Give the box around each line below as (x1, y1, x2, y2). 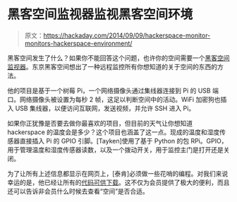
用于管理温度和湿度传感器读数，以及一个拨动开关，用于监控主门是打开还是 (7, 145, 224, 154)
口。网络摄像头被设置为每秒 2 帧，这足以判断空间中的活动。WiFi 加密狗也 (7, 95, 221, 103)
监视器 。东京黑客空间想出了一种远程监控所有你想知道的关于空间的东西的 (7, 62, 217, 71)
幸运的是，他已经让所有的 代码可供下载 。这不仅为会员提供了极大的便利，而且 (7, 178, 230, 186)
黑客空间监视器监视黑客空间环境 (7, 6, 193, 23)
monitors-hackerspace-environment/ (24, 39, 133, 47)
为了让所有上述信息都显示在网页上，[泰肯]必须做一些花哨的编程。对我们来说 (7, 169, 229, 177)
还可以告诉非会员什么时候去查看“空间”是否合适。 (7, 186, 150, 195)
